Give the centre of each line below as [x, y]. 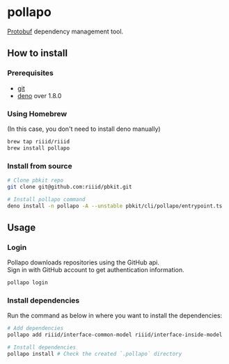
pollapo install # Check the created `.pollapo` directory [95, 354]
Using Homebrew [37, 113]
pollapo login [28, 283]
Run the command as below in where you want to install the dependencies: [115, 316]
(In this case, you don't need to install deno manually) [84, 129]
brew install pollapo [39, 148]
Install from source [40, 166]
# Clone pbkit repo [35, 180]
